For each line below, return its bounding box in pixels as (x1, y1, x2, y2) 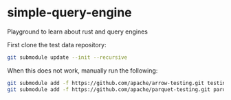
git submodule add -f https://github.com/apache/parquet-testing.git (7, 86, 211, 93)
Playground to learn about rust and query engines (7, 27, 148, 36)
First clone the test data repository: (7, 40, 107, 49)
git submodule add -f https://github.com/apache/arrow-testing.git (7, 79, 205, 86)
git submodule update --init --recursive (7, 53, 128, 61)
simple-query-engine (7, 5, 132, 21)
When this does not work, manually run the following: (7, 66, 158, 75)
